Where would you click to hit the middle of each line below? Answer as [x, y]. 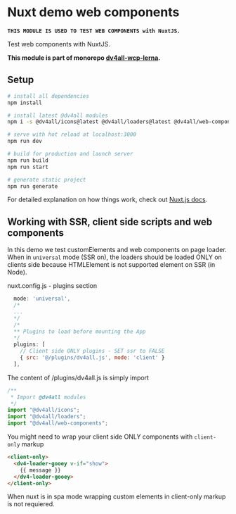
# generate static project [47, 180]
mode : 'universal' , [42, 299]
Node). [17, 272]
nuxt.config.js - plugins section [52, 286]
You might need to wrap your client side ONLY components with [100, 437]
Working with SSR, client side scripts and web [110, 221]
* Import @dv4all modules [48, 397]
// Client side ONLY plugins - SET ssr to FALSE [92, 351]
